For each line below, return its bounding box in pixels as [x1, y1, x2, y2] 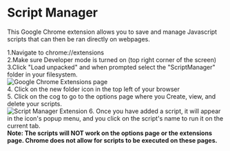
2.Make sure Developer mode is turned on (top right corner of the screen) [7, 55, 217, 63]
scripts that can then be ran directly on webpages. [7, 34, 150, 43]
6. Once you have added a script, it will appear [89, 107, 221, 115]
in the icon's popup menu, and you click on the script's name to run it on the [7, 114, 224, 122]
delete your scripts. [7, 99, 62, 108]
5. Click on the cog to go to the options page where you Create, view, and [7, 92, 216, 101]
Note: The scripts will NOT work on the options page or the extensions [7, 129, 212, 137]
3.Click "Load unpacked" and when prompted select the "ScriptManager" [7, 63, 216, 71]
